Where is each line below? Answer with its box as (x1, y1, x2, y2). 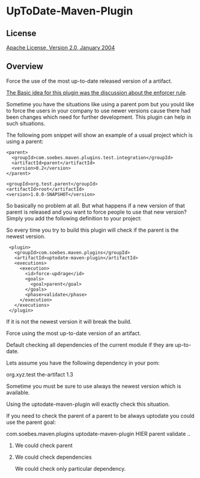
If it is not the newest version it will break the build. (6, 318, 132, 325)
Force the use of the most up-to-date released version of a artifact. (6, 77, 172, 85)
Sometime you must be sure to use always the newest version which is (6, 383, 181, 390)
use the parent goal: (6, 419, 56, 426)
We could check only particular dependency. (14, 465, 126, 472)
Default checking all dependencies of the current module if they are (6, 341, 174, 348)
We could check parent (14, 441, 73, 449)
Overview (6, 61, 44, 71)
